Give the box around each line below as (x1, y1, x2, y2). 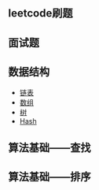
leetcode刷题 (8, 6, 73, 20)
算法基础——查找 (8, 140, 91, 155)
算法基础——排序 (8, 170, 91, 184)
